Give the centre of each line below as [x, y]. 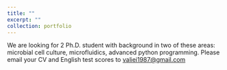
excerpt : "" [24, 20]
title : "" [21, 13]
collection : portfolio [39, 26]
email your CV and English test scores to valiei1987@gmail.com [96, 60]
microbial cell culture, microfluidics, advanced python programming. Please [113, 52]
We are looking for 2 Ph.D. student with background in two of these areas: [111, 46]
